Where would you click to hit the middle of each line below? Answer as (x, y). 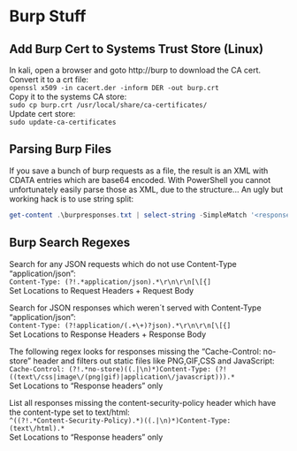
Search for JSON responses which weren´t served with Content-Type (136, 308)
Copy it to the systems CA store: (68, 96)
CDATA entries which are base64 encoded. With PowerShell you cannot (140, 180)
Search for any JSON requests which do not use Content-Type (123, 264)
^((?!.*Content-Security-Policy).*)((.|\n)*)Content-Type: (120, 420)
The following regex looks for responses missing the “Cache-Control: (135, 351)
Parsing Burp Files (61, 149)
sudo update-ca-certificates (63, 122)
